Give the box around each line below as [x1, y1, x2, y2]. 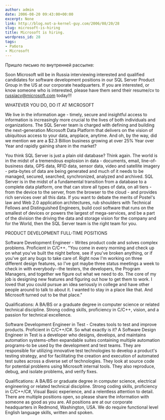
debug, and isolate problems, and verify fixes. [5, 368, 98, 374]
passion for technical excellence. [5, 312, 72, 318]
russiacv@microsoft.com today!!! [5, 92, 72, 98]
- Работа [5, 44, 23, 49]
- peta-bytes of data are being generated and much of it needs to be [5, 168, 144, 174]
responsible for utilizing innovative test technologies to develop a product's [5, 348, 157, 354]
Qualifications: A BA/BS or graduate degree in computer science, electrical [5, 378, 156, 384]
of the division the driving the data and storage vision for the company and [5, 215, 156, 221]
